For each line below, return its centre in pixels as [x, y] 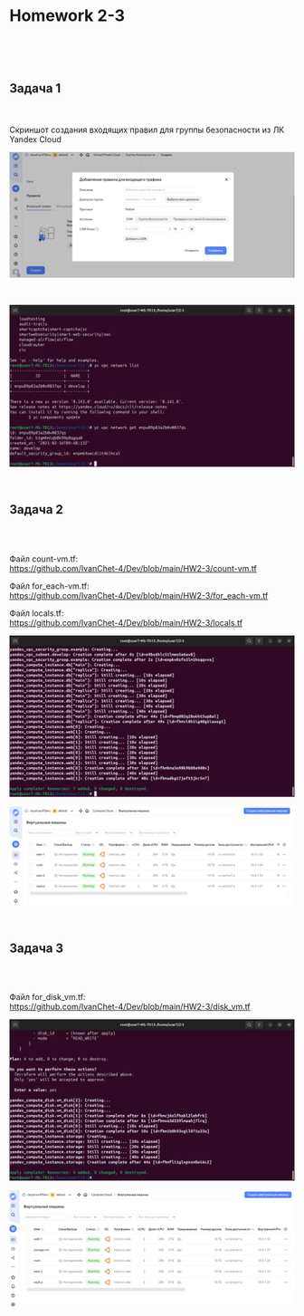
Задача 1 [35, 88]
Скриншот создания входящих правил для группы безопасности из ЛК [147, 130]
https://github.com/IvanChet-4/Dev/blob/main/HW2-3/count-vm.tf [133, 568]
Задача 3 [37, 948]
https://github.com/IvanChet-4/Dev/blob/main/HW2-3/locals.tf [126, 622]
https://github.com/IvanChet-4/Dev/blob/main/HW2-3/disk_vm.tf [130, 1007]
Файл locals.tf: [37, 613]
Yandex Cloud [35, 139]
